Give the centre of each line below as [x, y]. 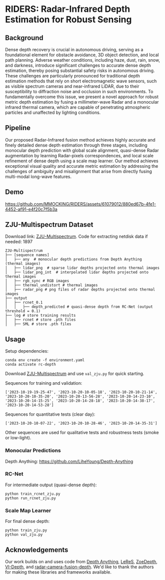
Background [24, 38]
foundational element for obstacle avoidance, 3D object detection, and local [82, 55]
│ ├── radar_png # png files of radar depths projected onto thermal [80, 290]
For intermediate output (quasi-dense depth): [51, 485]
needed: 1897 [19, 242]
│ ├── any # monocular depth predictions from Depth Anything [73, 259]
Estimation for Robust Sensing [68, 19]
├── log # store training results [41, 316]
